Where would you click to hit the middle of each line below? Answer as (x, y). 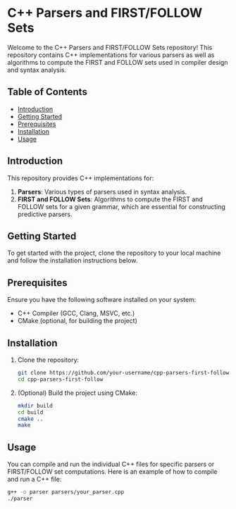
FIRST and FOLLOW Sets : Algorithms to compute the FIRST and (110, 199)
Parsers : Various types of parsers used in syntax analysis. (102, 191)
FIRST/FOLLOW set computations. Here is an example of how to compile (112, 472)
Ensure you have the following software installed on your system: (102, 300)
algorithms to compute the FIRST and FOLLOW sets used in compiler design (118, 62)
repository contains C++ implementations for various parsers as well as (111, 55)
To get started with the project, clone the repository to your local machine (114, 253)
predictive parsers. (45, 214)
